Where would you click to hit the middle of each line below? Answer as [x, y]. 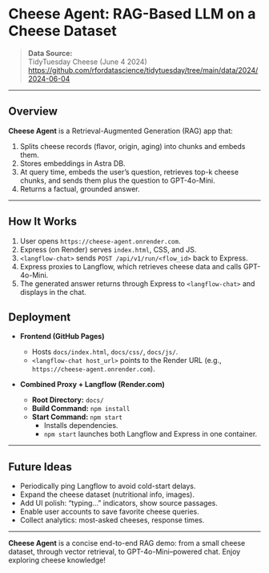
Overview [33, 112]
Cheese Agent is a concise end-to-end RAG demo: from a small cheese [127, 543]
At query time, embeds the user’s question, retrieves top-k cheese [129, 171]
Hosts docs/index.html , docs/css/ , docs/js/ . [105, 352]
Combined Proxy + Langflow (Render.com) [92, 385]
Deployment [40, 317]
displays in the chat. [53, 292]
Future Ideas [40, 467]
